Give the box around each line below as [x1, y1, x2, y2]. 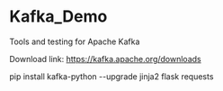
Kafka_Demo [9, 6, 108, 27]
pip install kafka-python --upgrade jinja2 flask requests [9, 70, 214, 82]
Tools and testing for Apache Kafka [9, 36, 140, 47]
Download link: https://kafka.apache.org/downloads [9, 53, 201, 64]
